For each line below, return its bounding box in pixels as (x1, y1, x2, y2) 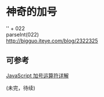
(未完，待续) (6, 84, 36, 91)
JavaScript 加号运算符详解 (6, 72, 69, 79)
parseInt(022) (6, 31, 40, 38)
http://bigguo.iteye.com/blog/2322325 (6, 37, 98, 44)
